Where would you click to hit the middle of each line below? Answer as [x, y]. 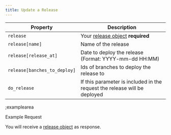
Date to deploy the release [112, 52]
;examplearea [20, 107]
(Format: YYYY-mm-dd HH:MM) [120, 59]
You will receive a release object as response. [53, 127]
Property [42, 27]
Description [122, 27]
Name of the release [105, 44]
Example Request [24, 117]
